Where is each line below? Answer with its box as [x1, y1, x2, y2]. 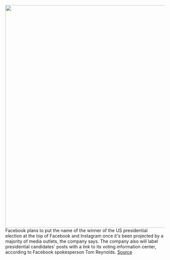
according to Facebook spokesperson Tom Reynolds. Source [5, 249, 133, 255]
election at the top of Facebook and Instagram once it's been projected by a [5, 233, 163, 239]
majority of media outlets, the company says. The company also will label [5, 238, 158, 244]
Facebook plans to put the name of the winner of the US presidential [5, 227, 148, 234]
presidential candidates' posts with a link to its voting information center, [5, 244, 156, 249]
